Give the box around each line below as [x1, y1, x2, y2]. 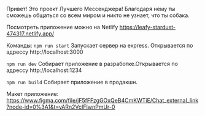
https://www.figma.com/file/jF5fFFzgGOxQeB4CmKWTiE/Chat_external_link [6, 97, 199, 104]
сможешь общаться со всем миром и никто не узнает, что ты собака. [6, 12, 190, 19]
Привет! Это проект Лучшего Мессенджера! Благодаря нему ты [6, 5, 176, 12]
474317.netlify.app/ [6, 30, 55, 37]
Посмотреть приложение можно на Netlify [6, 24, 118, 31]
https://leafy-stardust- [119, 24, 176, 31]
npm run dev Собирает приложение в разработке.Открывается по [6, 60, 178, 67]
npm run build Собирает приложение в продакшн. [6, 79, 138, 85]
